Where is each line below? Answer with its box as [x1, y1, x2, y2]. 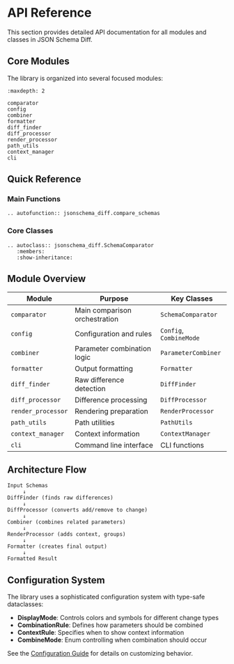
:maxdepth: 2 [7, 87, 45, 95]
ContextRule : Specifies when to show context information [17, 629, 185, 637]
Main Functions [7, 194, 61, 204]
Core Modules [7, 56, 70, 68]
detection [74, 384, 106, 393]
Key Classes [170, 294, 213, 303]
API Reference [7, 5, 92, 21]
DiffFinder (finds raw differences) [7, 494, 114, 502]
